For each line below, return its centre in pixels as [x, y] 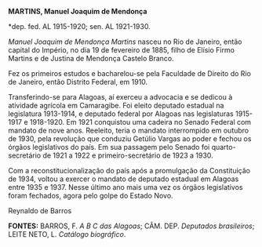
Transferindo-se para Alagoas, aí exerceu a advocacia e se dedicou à [120, 97]
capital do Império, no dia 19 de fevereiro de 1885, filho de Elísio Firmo [122, 50]
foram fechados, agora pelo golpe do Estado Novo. [91, 196]
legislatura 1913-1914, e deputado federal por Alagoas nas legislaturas [121, 114]
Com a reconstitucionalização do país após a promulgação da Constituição [129, 171]
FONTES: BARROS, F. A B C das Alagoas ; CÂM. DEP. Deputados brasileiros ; [131, 226]
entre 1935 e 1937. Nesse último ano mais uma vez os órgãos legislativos [126, 187]
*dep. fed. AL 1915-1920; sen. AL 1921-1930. [79, 26]
